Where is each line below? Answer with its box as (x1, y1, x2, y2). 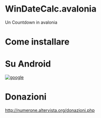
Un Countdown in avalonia (5, 19, 58, 25)
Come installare (5, 36, 70, 47)
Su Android (5, 59, 51, 70)
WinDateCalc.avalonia (5, 3, 97, 15)
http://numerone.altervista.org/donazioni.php (5, 107, 95, 113)
